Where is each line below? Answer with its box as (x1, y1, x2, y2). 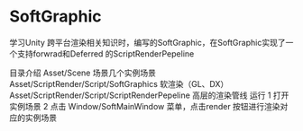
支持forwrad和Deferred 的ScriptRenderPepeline (16, 48, 195, 59)
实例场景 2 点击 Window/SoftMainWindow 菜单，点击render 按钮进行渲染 (9, 100, 281, 111)
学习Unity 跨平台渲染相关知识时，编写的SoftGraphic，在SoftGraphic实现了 (9, 37, 286, 48)
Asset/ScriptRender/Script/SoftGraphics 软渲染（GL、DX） (9, 78, 229, 89)
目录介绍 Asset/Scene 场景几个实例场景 (9, 67, 156, 78)
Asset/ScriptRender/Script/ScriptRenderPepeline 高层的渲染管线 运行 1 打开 (9, 90, 289, 100)
